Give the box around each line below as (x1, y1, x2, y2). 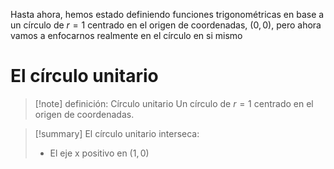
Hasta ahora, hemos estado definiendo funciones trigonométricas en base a (10, 9, 325, 20)
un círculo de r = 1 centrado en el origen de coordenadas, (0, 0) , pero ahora (10, 19, 322, 31)
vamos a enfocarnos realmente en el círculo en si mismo (10, 30, 243, 41)
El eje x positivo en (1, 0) (49, 147, 150, 159)
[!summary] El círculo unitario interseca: (34, 127, 200, 139)
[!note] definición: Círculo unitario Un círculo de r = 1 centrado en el (34, 97, 314, 109)
